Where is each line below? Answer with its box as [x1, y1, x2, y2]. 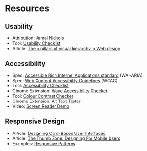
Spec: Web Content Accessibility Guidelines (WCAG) [12, 77, 118, 83]
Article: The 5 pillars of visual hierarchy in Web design [12, 46, 121, 51]
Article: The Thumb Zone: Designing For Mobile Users [12, 135, 121, 141]
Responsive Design [5, 117, 65, 126]
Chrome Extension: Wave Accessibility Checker [12, 88, 108, 94]
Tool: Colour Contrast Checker [12, 93, 73, 99]
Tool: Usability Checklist [12, 40, 61, 46]
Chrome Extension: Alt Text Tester [12, 98, 81, 104]
